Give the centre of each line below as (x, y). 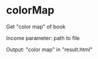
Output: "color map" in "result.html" (49, 49)
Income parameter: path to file (43, 38)
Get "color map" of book (36, 27)
